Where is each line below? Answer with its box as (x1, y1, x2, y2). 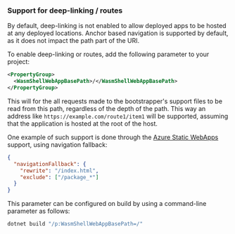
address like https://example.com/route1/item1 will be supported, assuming (7, 112, 229, 120)
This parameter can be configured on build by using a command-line (7, 200, 207, 208)
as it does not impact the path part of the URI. (7, 37, 140, 45)
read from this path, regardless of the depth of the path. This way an (7, 104, 206, 112)
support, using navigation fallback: (7, 140, 108, 149)
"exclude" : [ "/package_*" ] (20, 174, 99, 181)
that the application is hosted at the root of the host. (7, 119, 158, 128)
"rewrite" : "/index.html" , (20, 167, 99, 174)
